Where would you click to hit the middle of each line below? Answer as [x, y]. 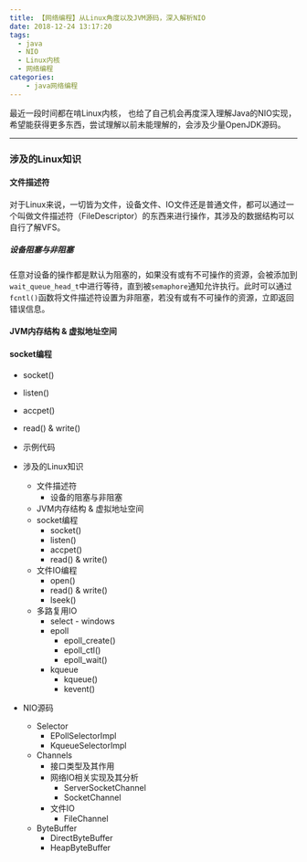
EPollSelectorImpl [83, 735]
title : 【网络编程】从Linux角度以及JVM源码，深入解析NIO [107, 18]
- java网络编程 [52, 86]
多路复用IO [57, 610]
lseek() [63, 600]
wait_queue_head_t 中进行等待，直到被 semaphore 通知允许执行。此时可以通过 [151, 286]
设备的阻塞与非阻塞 [86, 497]
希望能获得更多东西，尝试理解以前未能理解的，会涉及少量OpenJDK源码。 [148, 124]
